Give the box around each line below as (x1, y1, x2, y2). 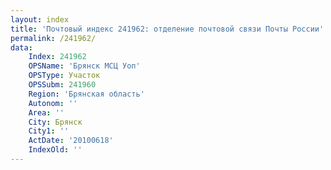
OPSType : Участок (28, 71, 101, 81)
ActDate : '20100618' (28, 136, 114, 146)
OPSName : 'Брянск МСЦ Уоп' (28, 61, 141, 71)
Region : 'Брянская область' (28, 89, 145, 99)
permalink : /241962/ (10, 33, 97, 43)
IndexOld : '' (28, 145, 83, 155)
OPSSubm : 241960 (28, 80, 97, 90)
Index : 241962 (28, 52, 87, 62)
